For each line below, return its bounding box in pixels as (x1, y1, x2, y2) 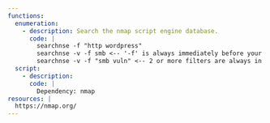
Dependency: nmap (36, 87, 95, 95)
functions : (7, 11, 45, 20)
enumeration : (15, 19, 59, 28)
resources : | (7, 95, 52, 103)
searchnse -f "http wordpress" (36, 42, 143, 50)
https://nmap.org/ (15, 102, 78, 110)
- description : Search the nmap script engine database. (22, 27, 219, 35)
